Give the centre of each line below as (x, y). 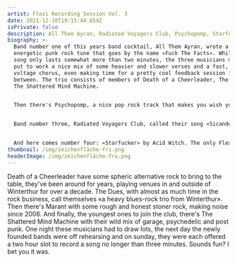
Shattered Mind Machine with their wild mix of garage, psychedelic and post (118, 221)
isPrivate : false (33, 27)
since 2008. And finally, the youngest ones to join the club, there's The (110, 214)
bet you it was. (29, 251)
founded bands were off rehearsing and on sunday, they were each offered (116, 236)
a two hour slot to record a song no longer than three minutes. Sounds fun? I (118, 244)
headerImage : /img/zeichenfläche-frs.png (69, 156)
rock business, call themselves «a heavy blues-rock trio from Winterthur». (115, 199)
